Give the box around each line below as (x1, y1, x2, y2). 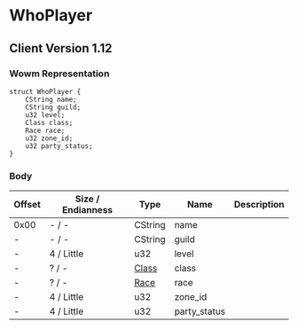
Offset (13, 199, 42, 211)
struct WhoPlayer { (9, 87, 82, 96)
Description (233, 199, 285, 211)
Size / (74, 192, 100, 205)
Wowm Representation (9, 67, 110, 80)
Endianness (61, 204, 114, 216)
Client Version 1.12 (9, 41, 113, 56)
